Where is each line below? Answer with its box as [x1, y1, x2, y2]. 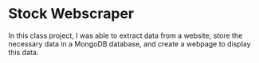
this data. [8, 47, 39, 57]
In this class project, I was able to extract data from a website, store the [8, 31, 243, 40]
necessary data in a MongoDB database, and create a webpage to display [8, 39, 251, 48]
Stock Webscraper [8, 5, 134, 23]
